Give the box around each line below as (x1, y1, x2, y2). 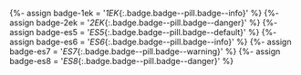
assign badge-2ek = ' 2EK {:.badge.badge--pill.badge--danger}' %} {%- (9, 17, 278, 28)
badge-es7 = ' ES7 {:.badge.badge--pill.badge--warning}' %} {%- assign (9, 46, 281, 57)
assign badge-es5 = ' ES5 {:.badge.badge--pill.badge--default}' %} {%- (9, 27, 277, 37)
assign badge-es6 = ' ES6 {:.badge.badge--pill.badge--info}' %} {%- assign (9, 36, 292, 47)
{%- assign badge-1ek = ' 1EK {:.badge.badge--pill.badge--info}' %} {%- (9, 8, 280, 18)
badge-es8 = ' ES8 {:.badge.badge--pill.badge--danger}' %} (9, 56, 234, 66)
